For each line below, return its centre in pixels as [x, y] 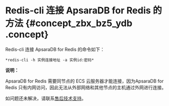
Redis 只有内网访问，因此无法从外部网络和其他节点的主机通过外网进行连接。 [86, 87]
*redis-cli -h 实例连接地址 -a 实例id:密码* [50, 60]
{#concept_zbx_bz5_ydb [79, 23]
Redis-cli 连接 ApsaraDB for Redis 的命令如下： [55, 49]
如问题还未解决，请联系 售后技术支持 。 [46, 98]
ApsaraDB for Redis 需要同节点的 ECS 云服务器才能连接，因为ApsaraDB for [84, 81]
